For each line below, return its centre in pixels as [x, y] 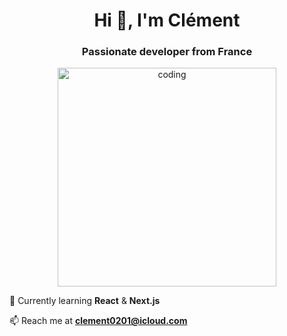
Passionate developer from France [167, 52]
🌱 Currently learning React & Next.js [85, 301]
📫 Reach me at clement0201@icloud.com [98, 321]
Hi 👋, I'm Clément [167, 20]
